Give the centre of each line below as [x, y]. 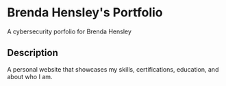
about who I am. [30, 76]
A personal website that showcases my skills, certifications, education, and [113, 69]
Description [33, 53]
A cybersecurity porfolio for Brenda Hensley [70, 31]
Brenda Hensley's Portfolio [85, 13]
